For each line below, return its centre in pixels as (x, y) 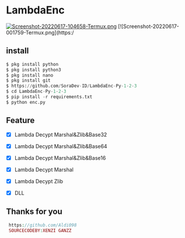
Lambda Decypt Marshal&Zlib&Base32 (61, 134)
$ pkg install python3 (34, 70)
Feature (20, 120)
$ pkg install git (28, 80)
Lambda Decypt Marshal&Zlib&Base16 (60, 157)
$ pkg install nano (30, 75)
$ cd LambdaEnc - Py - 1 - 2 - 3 (36, 92)
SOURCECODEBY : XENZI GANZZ (40, 230)
